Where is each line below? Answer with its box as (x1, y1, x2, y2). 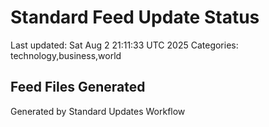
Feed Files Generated (10, 79, 146, 96)
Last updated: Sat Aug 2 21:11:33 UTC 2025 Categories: (10, 39, 239, 51)
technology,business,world (10, 49, 122, 61)
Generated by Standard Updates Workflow (10, 105, 186, 117)
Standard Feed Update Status (10, 6, 260, 29)
